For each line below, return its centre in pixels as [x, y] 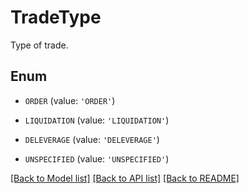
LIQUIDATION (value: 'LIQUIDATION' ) [97, 120]
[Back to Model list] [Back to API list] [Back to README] [125, 178]
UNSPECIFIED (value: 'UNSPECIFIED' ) [97, 158]
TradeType [56, 17]
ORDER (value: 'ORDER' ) [70, 100]
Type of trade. [39, 45]
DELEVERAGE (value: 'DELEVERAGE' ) [92, 139]
